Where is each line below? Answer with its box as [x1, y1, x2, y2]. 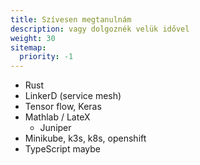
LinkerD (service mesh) [24, 90, 122, 102]
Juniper [39, 122, 72, 134]
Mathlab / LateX [24, 111, 91, 123]
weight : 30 [10, 33, 56, 43]
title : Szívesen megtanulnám [10, 14, 132, 25]
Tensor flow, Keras [24, 101, 102, 113]
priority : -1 [19, 52, 74, 62]
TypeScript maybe [24, 143, 102, 155]
